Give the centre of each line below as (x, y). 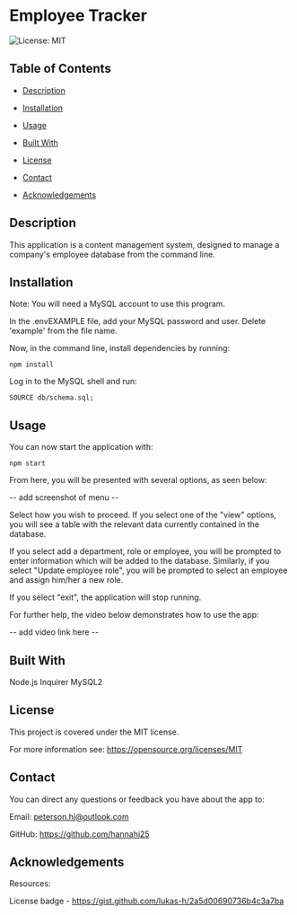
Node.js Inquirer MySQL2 (56, 682)
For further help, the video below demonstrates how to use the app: (134, 615)
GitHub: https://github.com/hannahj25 (79, 834)
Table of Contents (61, 69)
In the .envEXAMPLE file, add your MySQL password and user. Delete (138, 321)
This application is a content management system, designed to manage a (144, 244)
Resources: (30, 884)
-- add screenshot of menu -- (64, 497)
